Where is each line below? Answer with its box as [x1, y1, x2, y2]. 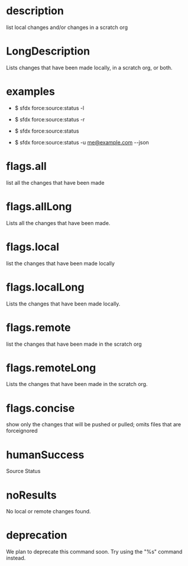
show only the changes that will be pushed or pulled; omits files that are [6, 421, 181, 428]
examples [6, 85, 55, 98]
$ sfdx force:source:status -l [14, 104, 85, 111]
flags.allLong [6, 200, 72, 213]
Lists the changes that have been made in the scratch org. [6, 381, 148, 388]
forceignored [6, 427, 38, 435]
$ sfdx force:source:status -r [14, 115, 85, 123]
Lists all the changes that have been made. [6, 219, 111, 226]
